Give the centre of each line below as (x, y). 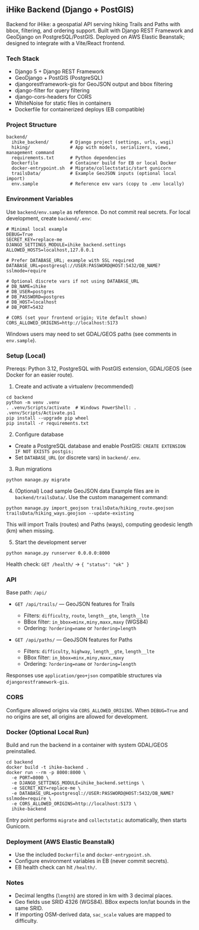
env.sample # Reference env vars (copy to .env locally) (98, 184)
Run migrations (33, 469)
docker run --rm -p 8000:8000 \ (46, 772)
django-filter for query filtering (52, 90)
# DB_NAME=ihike (26, 286)
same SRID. (29, 908)
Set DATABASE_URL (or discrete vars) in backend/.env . (78, 457)
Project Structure (31, 125)
